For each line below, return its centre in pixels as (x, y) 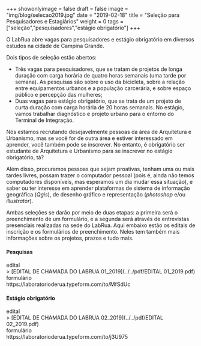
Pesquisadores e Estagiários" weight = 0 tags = (65, 21)
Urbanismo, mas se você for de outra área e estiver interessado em (89, 138)
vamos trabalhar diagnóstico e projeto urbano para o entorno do (94, 114)
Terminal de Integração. (44, 120)
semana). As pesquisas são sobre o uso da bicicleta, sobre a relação (100, 82)
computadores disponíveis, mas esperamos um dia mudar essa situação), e (100, 182)
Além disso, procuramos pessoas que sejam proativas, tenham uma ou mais (100, 169)
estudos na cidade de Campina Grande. (55, 46)
